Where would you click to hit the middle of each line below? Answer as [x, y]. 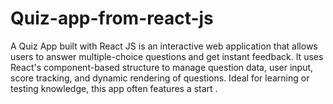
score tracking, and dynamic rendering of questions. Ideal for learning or [160, 78]
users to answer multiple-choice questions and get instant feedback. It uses [167, 56]
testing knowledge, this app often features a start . [114, 88]
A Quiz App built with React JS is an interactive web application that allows [164, 46]
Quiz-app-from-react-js [112, 18]
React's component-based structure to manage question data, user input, [162, 67]
